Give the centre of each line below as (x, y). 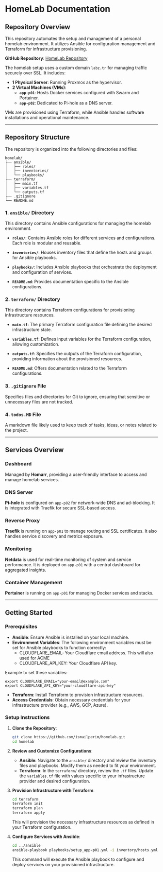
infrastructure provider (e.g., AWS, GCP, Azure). (60, 705)
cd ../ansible (26, 846)
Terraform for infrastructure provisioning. (46, 49)
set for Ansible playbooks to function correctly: (59, 647)
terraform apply (28, 813)
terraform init (27, 804)
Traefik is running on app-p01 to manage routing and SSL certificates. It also (81, 531)
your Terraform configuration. (42, 827)
